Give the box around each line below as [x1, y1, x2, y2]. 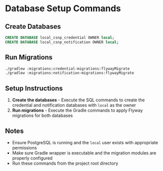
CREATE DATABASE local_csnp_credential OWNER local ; [5, 35, 115, 40]
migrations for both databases [12, 113, 73, 118]
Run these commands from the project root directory [12, 160, 119, 166]
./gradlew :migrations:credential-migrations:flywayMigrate [5, 66, 130, 71]
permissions [12, 145, 37, 151]
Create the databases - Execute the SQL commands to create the [12, 97, 145, 103]
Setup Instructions [5, 84, 63, 93]
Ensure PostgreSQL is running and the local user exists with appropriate [12, 139, 159, 145]
